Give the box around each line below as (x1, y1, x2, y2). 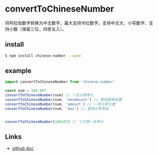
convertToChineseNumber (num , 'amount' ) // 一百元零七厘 (5, 102, 115, 107)
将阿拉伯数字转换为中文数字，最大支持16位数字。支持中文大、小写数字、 (5, 20, 149, 26)
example (5, 67, 32, 75)
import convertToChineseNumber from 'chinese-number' (5, 79, 116, 84)
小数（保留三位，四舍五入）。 (9, 26, 67, 32)
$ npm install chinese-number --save (5, 53, 81, 58)
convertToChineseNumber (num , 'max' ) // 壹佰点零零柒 (5, 106, 109, 111)
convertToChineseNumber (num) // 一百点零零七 (5, 93, 94, 98)
